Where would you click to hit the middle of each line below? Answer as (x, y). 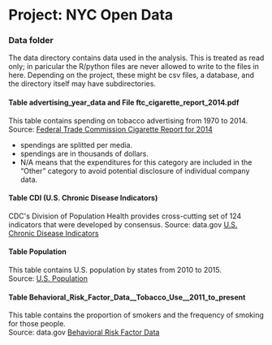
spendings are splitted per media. (76, 144)
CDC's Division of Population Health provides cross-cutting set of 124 (125, 216)
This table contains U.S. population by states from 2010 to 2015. (115, 270)
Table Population (37, 252)
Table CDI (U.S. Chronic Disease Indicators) (83, 198)
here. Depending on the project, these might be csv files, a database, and (131, 75)
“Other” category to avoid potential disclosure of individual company (135, 170)
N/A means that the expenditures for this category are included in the (136, 162)
